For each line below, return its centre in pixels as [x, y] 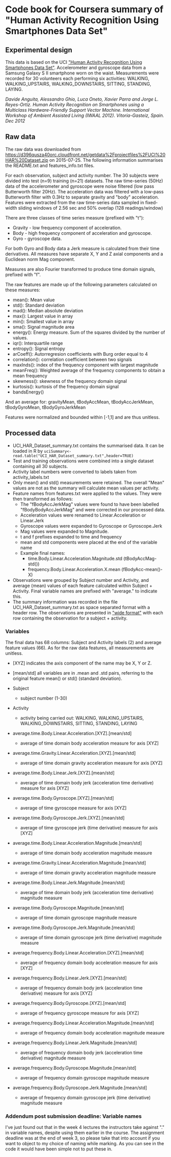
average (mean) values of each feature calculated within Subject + [82, 585]
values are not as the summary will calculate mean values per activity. [86, 488]
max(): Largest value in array [43, 316]
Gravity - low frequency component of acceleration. [67, 228]
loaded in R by [28, 451]
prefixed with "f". [23, 275]
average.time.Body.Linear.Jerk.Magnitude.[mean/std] [69, 882]
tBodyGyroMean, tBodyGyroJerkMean [46, 407]
